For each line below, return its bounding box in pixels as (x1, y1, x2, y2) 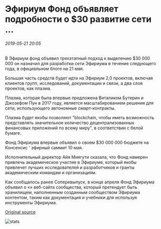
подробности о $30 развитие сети (5, 14, 152, 25)
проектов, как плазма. (5, 86, 52, 91)
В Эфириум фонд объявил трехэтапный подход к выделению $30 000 (5, 55, 150, 61)
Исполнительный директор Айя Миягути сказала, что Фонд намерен (5, 154, 148, 160)
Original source (5, 209, 36, 215)
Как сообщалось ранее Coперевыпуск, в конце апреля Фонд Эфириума (5, 179, 155, 185)
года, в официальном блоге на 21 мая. (5, 66, 84, 71)
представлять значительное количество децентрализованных (5, 120, 134, 126)
